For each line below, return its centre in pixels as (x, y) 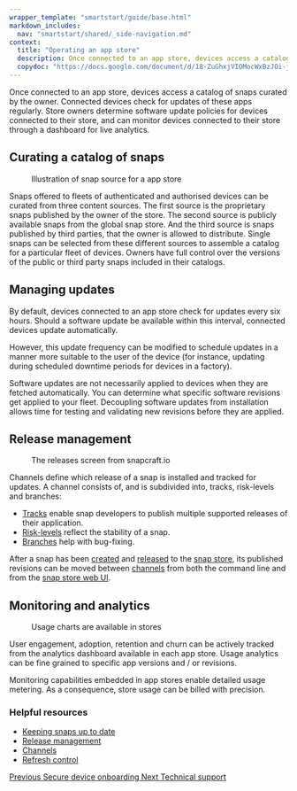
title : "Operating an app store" (79, 50)
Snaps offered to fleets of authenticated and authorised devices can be (139, 196)
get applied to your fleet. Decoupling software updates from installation (139, 402)
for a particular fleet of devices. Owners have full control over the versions (145, 252)
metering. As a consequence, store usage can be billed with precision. (137, 690)
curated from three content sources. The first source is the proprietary (137, 206)
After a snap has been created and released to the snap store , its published (146, 559)
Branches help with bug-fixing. (78, 542)
